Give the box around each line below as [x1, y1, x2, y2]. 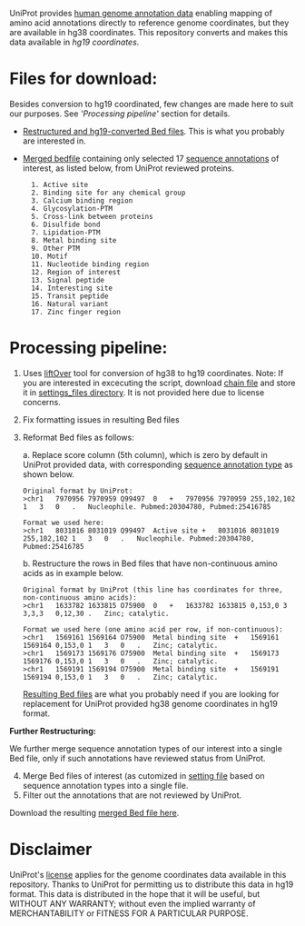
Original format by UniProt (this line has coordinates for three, [22, 585, 283, 594]
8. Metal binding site [31, 235, 117, 244]
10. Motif [31, 252, 68, 261]
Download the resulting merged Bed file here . [9, 807, 180, 818]
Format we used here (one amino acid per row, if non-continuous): [22, 624, 283, 634]
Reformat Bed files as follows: [22, 432, 134, 443]
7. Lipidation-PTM [31, 227, 101, 237]
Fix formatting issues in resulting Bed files [22, 413, 180, 425]
